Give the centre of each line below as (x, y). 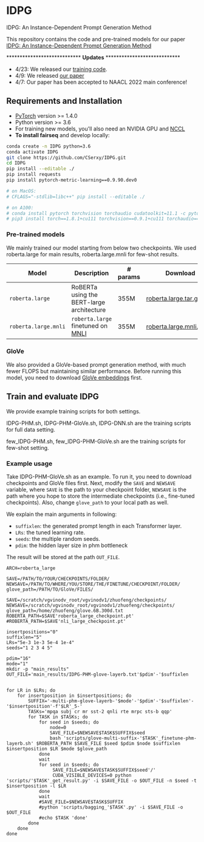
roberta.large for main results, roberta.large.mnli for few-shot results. (93, 254)
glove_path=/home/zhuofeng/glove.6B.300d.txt (65, 611)
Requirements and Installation (64, 101)
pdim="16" (19, 658)
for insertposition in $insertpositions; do (74, 696)
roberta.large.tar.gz (174, 298)
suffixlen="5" (24, 637)
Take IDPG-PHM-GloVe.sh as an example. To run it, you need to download (99, 477)
